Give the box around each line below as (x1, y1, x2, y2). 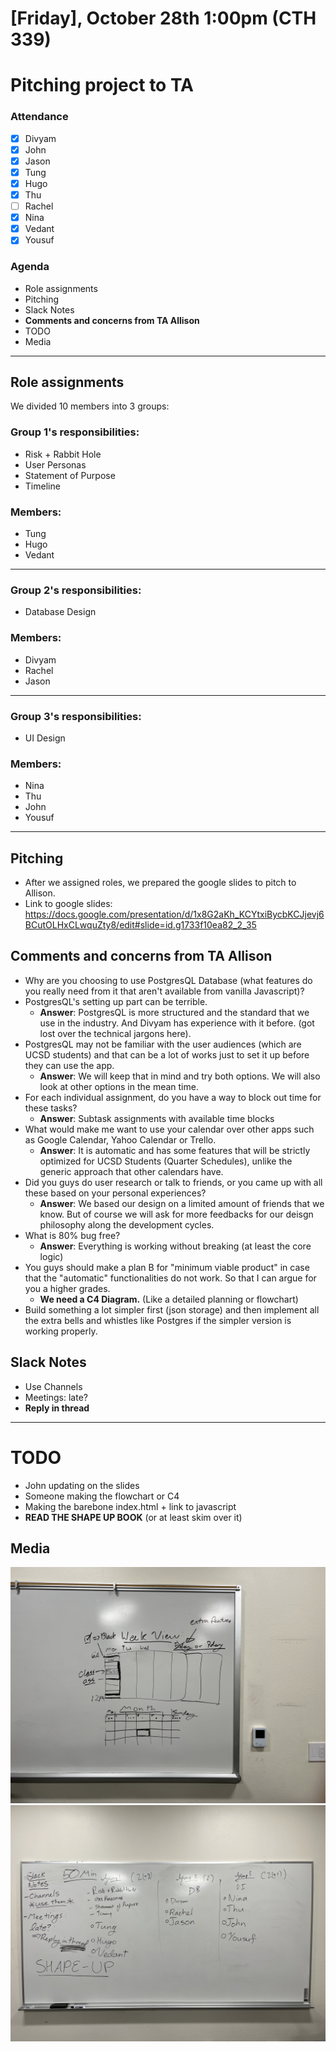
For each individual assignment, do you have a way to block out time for (24, 1091, 322, 1103)
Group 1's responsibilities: (10, 425, 140, 439)
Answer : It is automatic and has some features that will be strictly (39, 1144, 311, 1156)
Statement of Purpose (24, 469, 116, 481)
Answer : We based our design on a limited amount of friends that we (39, 1197, 325, 1209)
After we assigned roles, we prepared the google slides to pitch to (24, 877, 297, 888)
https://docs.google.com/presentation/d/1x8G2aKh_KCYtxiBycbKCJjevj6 (24, 908, 325, 920)
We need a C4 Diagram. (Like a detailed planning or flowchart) (39, 1293, 299, 1305)
